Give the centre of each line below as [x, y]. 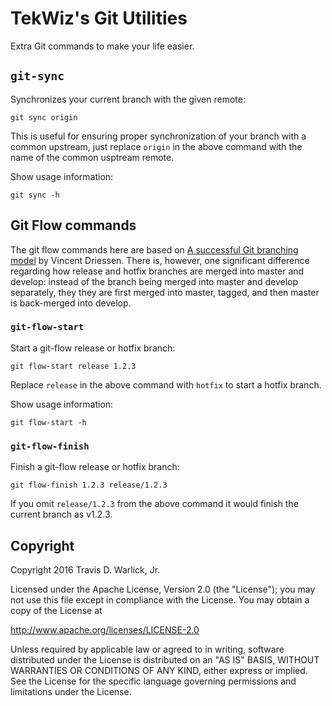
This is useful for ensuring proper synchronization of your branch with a [158, 136]
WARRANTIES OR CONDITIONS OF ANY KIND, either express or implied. [159, 670]
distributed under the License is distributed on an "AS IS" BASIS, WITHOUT [165, 659]
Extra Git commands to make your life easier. [102, 46]
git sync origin [44, 117]
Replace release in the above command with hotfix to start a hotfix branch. [166, 384]
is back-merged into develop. [71, 303]
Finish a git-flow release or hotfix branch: [95, 467]
